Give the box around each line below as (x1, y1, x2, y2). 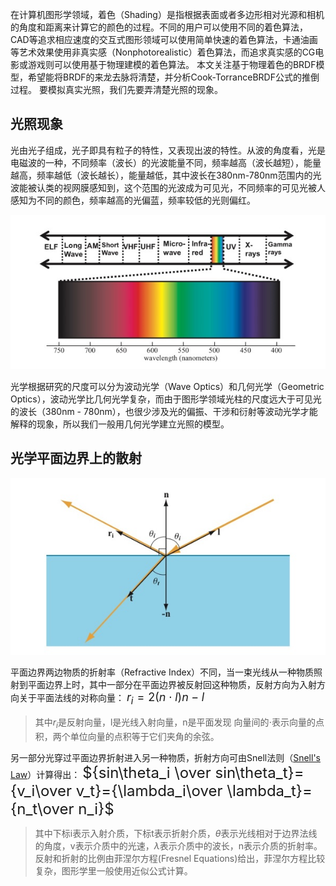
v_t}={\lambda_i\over (75, 781, 223, 800)
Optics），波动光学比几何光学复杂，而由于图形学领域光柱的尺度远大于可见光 (10, 393, 322, 405)
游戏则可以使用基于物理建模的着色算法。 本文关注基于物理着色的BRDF (27, 59, 317, 70)
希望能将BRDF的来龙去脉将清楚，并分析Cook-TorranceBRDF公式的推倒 (27, 71, 320, 83)
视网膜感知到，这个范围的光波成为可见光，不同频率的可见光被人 (62, 181, 326, 193)
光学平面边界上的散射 (10, 450, 142, 467)
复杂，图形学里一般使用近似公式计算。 (34, 864, 193, 877)
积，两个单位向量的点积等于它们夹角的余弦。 (34, 730, 220, 742)
